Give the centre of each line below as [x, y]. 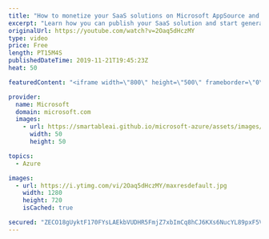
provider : [25, 97]
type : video [28, 38]
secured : [23, 222]
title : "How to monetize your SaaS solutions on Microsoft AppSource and [134, 16]
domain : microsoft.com [53, 112]
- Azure [28, 164]
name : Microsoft [42, 104]
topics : [21, 156]
